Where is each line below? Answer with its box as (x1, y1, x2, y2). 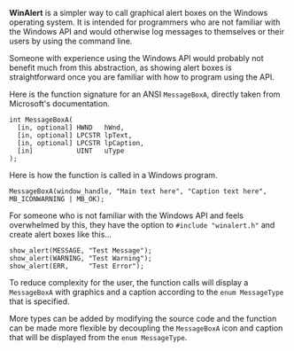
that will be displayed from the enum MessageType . (9, 332, 188, 342)
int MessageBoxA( (9, 115, 73, 124)
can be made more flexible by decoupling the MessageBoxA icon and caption (9, 323, 283, 333)
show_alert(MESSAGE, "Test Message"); (9, 246, 152, 255)
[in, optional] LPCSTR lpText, (17, 131, 133, 140)
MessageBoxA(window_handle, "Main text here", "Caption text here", (9, 187, 267, 196)
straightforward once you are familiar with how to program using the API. (9, 72, 275, 82)
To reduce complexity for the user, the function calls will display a (9, 277, 249, 287)
